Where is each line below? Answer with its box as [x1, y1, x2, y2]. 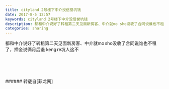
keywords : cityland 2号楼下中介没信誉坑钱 [5, 16, 88, 21]
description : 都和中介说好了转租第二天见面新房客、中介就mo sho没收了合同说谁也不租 [5, 21, 164, 26]
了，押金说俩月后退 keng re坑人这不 [5, 46, 79, 52]
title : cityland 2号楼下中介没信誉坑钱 [5, 7, 81, 12]
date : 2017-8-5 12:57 [5, 12, 51, 17]
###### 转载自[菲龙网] [5, 78, 53, 84]
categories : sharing [5, 26, 49, 31]
